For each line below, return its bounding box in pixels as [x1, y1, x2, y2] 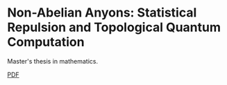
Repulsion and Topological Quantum [7, 19, 221, 35]
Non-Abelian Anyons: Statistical [7, 5, 197, 21]
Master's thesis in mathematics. [7, 57, 99, 65]
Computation [7, 35, 85, 50]
